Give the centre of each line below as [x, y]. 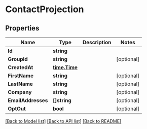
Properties [22, 28]
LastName [20, 84]
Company [20, 92]
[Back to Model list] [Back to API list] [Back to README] [63, 121]
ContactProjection [45, 9]
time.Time [65, 67]
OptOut [17, 109]
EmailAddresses [28, 100]
